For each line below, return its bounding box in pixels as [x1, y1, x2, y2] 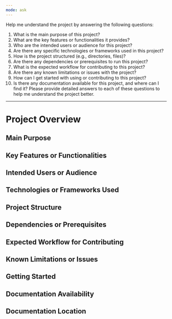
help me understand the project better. [13, 91, 95, 97]
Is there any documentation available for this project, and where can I [13, 80, 159, 86]
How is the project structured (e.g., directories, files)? [13, 53, 126, 59]
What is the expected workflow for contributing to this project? [13, 64, 145, 70]
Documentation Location [6, 307, 86, 316]
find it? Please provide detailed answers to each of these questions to [13, 85, 160, 92]
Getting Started [6, 272, 56, 281]
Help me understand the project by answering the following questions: [6, 21, 154, 28]
